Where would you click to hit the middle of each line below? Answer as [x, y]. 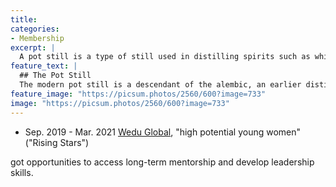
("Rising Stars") [57, 142]
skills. [22, 172]
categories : [35, 29]
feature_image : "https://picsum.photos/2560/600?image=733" [138, 94]
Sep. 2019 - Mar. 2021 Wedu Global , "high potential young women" [163, 132]
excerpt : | [33, 47]
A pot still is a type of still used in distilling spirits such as [165, 57]
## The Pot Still [55, 76]
